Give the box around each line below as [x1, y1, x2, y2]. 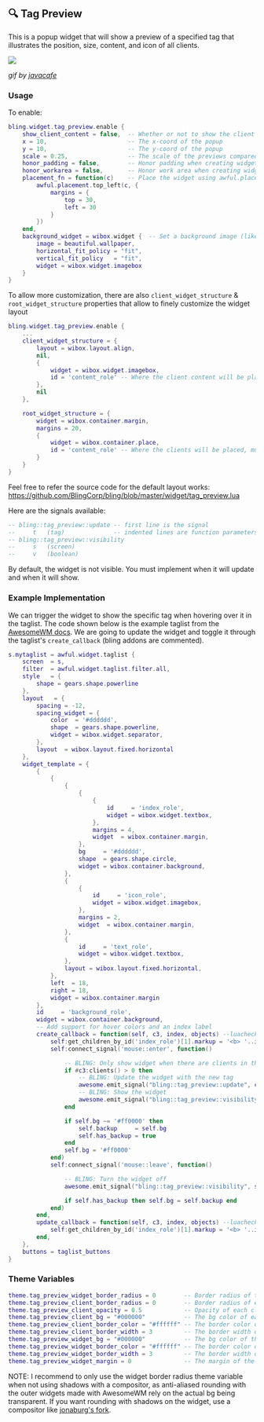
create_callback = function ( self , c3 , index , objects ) [36, 1031, 220, 1039]
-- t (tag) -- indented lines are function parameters [8, 528, 258, 537]
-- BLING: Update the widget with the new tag [78, 1074, 234, 1082]
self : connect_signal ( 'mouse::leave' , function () [49, 1161, 213, 1169]
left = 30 [64, 203, 97, 211]
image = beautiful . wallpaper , [36, 240, 135, 248]
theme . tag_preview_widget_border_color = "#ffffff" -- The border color [8, 1343, 251, 1351]
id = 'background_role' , [36, 1009, 132, 1017]
